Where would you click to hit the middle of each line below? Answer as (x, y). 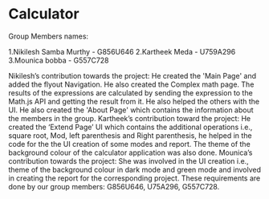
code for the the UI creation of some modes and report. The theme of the (129, 144)
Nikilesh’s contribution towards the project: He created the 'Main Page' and (132, 75)
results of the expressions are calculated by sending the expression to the (130, 92)
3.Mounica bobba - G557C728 (59, 60)
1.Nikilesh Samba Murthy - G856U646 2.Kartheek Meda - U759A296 (122, 51)
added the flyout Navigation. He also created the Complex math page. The (131, 84)
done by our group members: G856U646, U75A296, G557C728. (114, 186)
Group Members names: (49, 36)
